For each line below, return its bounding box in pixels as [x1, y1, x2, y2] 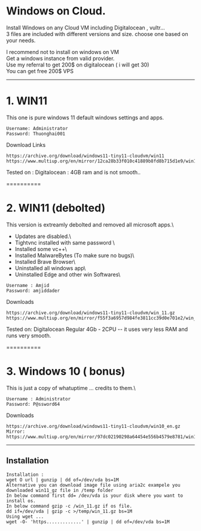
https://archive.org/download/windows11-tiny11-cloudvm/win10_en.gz [6, 423, 181, 429]
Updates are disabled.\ [14, 233, 72, 240]
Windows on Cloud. [6, 4, 106, 18]
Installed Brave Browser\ [14, 258, 76, 265]
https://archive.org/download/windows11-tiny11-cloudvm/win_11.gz [6, 310, 175, 316]
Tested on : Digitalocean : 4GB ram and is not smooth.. [6, 168, 141, 176]
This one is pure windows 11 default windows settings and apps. [6, 114, 165, 121]
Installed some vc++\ [14, 245, 67, 252]
